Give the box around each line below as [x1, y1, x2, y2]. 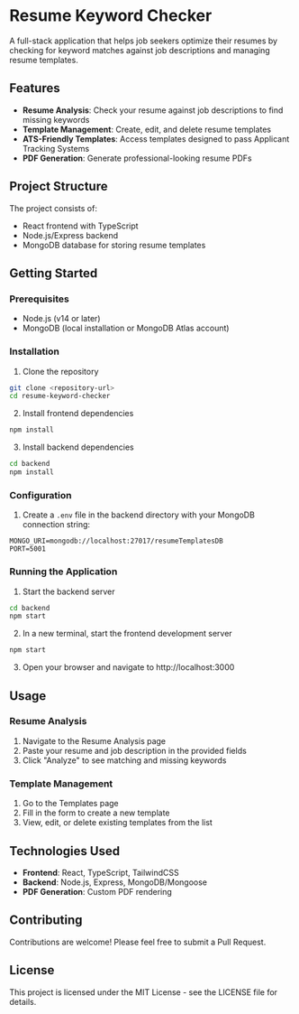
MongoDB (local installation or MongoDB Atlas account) [22, 322, 230, 334]
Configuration [9, 488, 72, 501]
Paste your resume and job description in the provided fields [22, 745, 248, 756]
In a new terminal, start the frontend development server [22, 628, 232, 639]
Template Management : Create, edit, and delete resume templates [22, 124, 272, 135]
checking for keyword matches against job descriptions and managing [9, 44, 270, 55]
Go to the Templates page [22, 798, 119, 809]
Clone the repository [22, 366, 99, 377]
